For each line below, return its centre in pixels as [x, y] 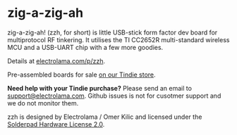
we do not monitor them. [43, 103]
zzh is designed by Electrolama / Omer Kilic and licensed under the [105, 117]
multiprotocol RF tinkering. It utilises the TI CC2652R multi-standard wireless [119, 39]
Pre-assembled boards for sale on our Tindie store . [82, 75]
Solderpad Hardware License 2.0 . [56, 124]
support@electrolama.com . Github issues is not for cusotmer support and [114, 96]
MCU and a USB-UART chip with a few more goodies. [85, 47]
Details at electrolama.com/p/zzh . [56, 60]
